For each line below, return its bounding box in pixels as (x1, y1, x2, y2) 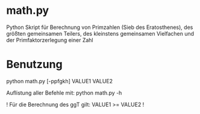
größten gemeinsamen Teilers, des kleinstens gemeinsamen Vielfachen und (6, 30, 195, 37)
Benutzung (6, 58, 63, 71)
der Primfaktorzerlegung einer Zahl (6, 36, 93, 43)
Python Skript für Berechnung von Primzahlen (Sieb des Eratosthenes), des (6, 24, 193, 31)
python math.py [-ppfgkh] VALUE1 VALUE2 (6, 77, 113, 84)
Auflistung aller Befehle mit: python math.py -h (6, 89, 122, 97)
